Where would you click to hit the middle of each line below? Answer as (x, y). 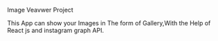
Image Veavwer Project (40, 10)
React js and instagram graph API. (56, 30)
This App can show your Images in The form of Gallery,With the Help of (109, 23)
